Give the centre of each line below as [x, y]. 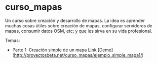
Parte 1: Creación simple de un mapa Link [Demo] [62, 50]
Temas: [13, 40]
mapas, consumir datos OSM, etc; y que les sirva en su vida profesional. [78, 31]
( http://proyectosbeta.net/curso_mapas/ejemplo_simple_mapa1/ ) [78, 55]
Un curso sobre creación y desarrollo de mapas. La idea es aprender [75, 21]
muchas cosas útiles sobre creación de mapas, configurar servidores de [79, 25]
